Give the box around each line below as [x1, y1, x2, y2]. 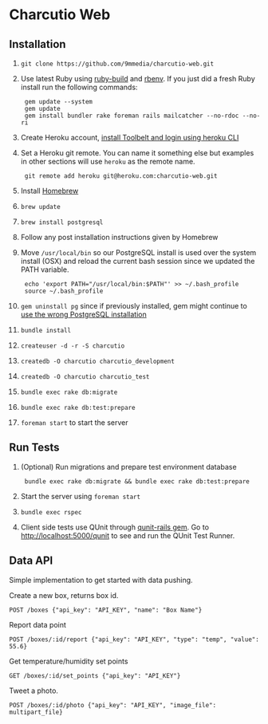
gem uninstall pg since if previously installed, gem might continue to [20, 301, 248, 310]
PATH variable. [20, 265, 70, 274]
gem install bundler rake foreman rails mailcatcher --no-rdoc [24, 112, 239, 120]
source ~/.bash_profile [24, 287, 104, 295]
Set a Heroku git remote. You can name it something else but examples [20, 148, 254, 157]
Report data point [9, 620, 67, 629]
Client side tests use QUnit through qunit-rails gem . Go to [20, 522, 210, 532]
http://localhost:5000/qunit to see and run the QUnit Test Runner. [20, 530, 235, 540]
